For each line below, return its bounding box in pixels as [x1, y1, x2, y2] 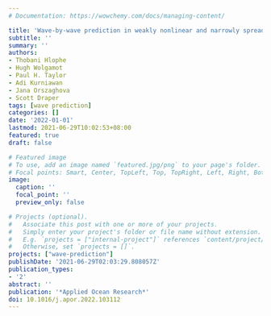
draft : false [8, 139, 52, 147]
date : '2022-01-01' [8, 116, 74, 125]
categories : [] [8, 109, 60, 117]
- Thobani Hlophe [8, 56, 67, 64]
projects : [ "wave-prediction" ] [8, 251, 114, 259]
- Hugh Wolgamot [8, 64, 63, 73]
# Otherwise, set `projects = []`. [8, 243, 135, 251]
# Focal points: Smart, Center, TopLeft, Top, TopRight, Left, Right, [8, 168, 251, 177]
